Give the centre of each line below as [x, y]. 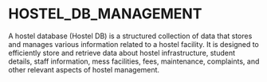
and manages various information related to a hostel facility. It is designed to [133, 44]
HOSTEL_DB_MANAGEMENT [105, 14]
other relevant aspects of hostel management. [84, 69]
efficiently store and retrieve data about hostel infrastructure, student [122, 53]
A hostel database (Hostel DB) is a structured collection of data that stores [130, 36]
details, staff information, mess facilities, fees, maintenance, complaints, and [134, 61]
